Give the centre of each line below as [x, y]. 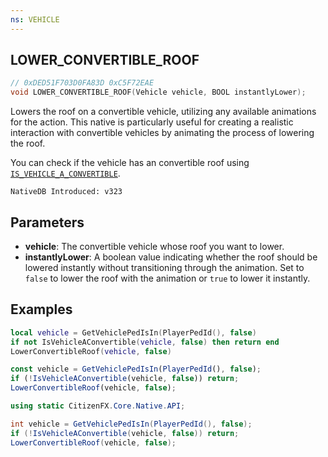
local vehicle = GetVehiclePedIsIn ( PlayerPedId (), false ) [133, 332]
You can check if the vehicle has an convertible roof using [130, 163]
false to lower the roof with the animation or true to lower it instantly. [167, 278]
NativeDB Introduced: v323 [66, 192]
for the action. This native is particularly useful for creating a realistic [152, 122]
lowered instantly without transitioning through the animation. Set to [164, 267]
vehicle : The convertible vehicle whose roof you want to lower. [154, 246]
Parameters [47, 222]
